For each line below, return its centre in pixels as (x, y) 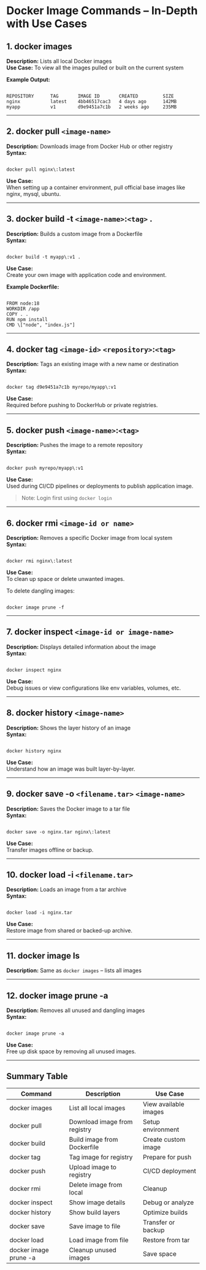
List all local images (97, 1108)
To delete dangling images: (40, 591)
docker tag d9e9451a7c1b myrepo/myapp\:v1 (61, 388)
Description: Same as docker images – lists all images (74, 970)
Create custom (164, 1139)
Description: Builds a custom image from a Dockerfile (74, 233)
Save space (160, 1253)
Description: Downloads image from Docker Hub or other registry (90, 146)
